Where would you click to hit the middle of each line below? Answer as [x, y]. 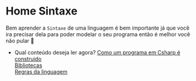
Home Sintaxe [42, 11]
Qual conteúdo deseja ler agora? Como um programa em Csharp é [97, 52]
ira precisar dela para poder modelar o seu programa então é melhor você [98, 34]
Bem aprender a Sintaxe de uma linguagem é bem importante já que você [98, 28]
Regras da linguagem [41, 71]
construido [28, 59]
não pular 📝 [20, 40]
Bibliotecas [28, 65]
